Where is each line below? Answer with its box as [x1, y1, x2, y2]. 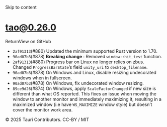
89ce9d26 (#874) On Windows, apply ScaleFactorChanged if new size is [12, 85, 156, 91]
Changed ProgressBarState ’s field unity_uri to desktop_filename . [12, 64, 148, 70]
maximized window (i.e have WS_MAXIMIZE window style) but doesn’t [12, 101, 152, 107]
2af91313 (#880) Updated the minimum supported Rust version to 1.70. [12, 48, 157, 54]
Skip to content [5, 5, 37, 10]
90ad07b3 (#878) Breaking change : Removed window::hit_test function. [12, 53, 162, 59]
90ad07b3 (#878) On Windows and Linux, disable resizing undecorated [12, 69, 157, 75]
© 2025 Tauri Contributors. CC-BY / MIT [5, 116, 90, 122]
